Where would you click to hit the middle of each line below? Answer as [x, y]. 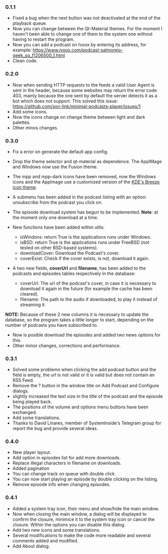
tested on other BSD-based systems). [59, 247]
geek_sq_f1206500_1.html [39, 55]
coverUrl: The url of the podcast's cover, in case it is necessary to [88, 283]
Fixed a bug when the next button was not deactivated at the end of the [86, 18]
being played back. [32, 402]
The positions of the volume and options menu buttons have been [80, 407]
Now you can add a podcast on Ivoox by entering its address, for [79, 45]
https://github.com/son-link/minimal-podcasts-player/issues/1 [76, 106]
